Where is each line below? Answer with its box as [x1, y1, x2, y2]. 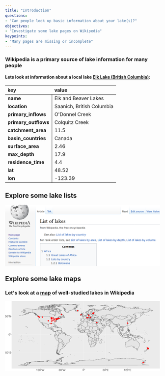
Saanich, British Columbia [54, 103, 114, 110]
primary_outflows [7, 119, 50, 125]
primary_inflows [7, 111, 47, 117]
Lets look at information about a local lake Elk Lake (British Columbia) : [5, 74, 151, 80]
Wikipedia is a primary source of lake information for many [5, 56, 148, 62]
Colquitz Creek [54, 119, 89, 125]
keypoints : [5, 34, 27, 39]
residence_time [7, 159, 45, 166]
